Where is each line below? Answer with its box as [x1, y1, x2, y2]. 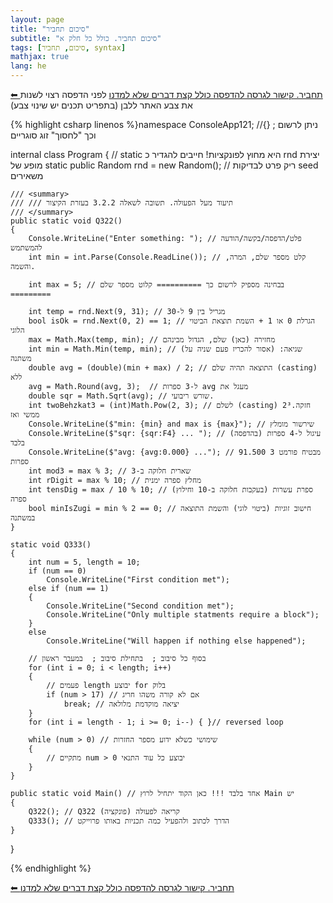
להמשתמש [10, 243, 43, 253]
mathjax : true [10, 52, 70, 62]
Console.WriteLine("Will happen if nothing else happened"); [46, 636, 307, 646]
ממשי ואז [10, 410, 40, 420]
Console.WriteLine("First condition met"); [46, 575, 230, 585]
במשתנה [10, 513, 36, 523]
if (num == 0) [28, 566, 87, 576]
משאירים [10, 170, 44, 181]
